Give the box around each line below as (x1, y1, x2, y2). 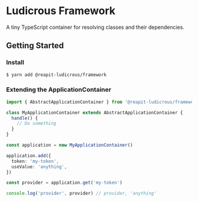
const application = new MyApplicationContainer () (6, 143, 133, 148)
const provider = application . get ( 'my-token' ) (6, 180, 123, 186)
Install (6, 58, 25, 67)
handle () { (11, 115, 38, 121)
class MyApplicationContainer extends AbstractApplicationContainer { (6, 110, 183, 115)
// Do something (16, 121, 57, 127)
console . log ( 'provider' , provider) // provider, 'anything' (6, 190, 157, 197)
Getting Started (6, 41, 64, 51)
